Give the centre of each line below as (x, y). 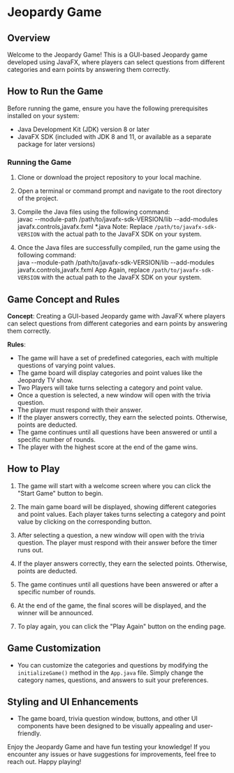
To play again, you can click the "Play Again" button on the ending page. (122, 626)
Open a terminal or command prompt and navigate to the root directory (119, 191)
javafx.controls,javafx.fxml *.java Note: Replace (85, 227)
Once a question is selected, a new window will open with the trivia (114, 395)
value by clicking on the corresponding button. (85, 522)
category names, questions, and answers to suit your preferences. (113, 680)
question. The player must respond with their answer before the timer (117, 543)
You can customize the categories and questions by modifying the (112, 665)
